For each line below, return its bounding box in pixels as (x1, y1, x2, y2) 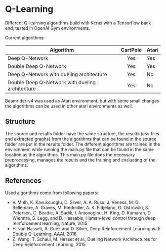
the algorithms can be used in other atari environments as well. (5, 103, 133, 109)
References (5, 177, 41, 185)
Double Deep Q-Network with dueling (7, 79, 96, 86)
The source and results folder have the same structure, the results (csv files (5, 130, 160, 137)
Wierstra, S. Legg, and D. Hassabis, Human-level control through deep (12, 215, 156, 221)
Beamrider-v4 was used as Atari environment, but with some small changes (5, 98, 160, 103)
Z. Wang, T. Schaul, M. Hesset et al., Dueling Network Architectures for (12, 236, 157, 242)
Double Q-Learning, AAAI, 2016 (12, 231, 77, 237)
